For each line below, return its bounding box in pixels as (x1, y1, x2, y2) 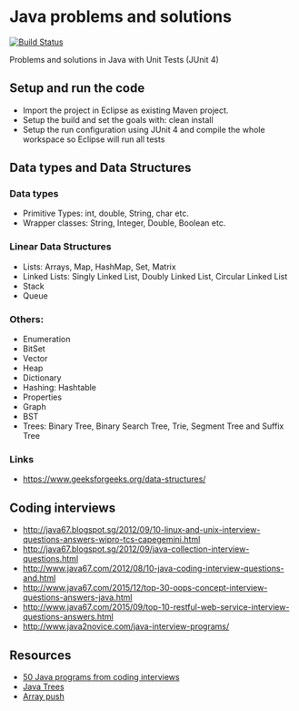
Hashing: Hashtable (22, 382, 97, 393)
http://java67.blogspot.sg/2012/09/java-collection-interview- (22, 543, 250, 554)
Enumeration (22, 334, 71, 345)
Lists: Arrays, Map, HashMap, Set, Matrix (22, 261, 176, 272)
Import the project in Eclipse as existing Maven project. (22, 105, 229, 116)
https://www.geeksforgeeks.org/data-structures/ (22, 473, 206, 484)
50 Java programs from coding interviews (22, 671, 180, 682)
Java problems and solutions (9, 6, 232, 27)
